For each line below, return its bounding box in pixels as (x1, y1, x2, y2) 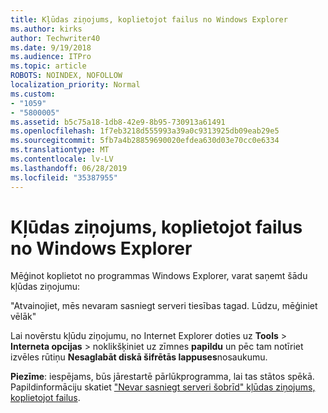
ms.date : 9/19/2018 (10, 42, 92, 53)
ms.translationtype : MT (10, 145, 110, 155)
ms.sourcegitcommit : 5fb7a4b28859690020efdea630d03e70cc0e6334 (10, 136, 280, 146)
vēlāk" (10, 311, 37, 323)
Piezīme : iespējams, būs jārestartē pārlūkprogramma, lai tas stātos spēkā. (10, 371, 315, 383)
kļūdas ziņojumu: (10, 281, 81, 293)
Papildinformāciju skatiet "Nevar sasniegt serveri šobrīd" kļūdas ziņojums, (10, 381, 316, 393)
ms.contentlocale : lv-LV (10, 154, 114, 164)
